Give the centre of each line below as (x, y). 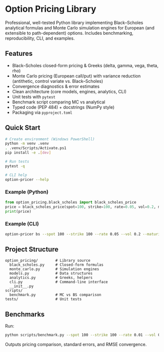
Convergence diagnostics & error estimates (56, 86)
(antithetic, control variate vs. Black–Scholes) (58, 81)
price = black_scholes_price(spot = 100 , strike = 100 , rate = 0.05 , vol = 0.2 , (81, 207)
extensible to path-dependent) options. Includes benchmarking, (69, 33)
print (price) (18, 211)
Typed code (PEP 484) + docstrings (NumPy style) (63, 107)
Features (19, 54)
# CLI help (16, 175)
